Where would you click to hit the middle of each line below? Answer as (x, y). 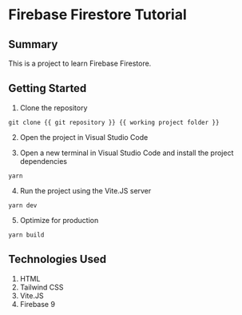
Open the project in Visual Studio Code (84, 137)
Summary (33, 44)
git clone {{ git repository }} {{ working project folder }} (114, 122)
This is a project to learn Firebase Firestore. (80, 63)
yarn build (26, 235)
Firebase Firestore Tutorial (98, 15)
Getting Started (48, 88)
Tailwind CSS (42, 287)
